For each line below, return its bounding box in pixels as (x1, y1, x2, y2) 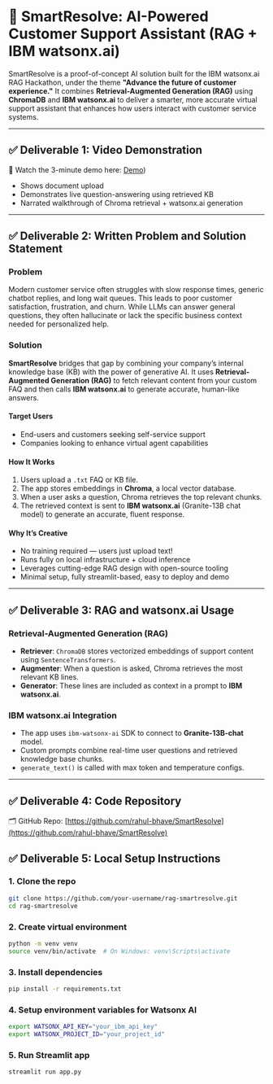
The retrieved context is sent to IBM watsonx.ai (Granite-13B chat (19, 500, 241, 511)
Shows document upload (19, 181, 104, 190)
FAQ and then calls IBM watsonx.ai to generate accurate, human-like (8, 384, 240, 394)
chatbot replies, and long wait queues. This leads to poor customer (8, 293, 233, 304)
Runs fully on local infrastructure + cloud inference (19, 555, 191, 565)
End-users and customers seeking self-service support (19, 429, 206, 439)
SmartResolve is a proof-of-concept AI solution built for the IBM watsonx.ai (8, 68, 260, 78)
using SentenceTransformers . (19, 655, 116, 665)
